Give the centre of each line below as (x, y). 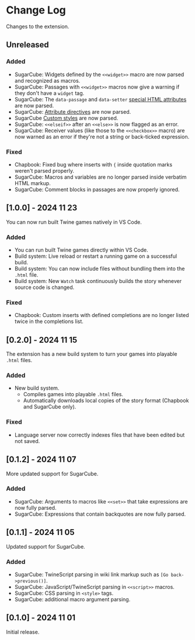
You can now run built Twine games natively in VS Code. (74, 222)
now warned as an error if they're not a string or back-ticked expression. (102, 137)
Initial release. (23, 632)
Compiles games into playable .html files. (73, 394)
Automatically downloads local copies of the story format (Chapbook (106, 401)
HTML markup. (32, 183)
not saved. (27, 441)
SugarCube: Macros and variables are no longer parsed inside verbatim (100, 177)
